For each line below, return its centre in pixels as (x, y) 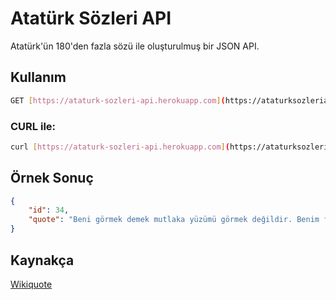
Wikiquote (31, 284)
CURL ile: (33, 126)
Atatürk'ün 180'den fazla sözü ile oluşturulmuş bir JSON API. (135, 46)
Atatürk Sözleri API (91, 18)
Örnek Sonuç (52, 178)
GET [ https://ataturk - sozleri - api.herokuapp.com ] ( (118, 100)
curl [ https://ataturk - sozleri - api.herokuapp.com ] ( (120, 147)
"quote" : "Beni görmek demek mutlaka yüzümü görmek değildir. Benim (174, 220)
